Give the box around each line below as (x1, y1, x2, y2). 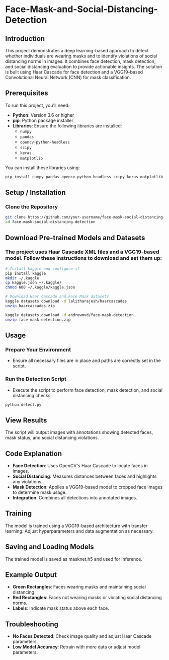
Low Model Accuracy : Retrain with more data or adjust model (12, 644, 141, 650)
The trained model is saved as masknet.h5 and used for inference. (5, 556, 142, 562)
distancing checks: (12, 392, 52, 398)
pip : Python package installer (12, 117, 74, 123)
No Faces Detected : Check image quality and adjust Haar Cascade (12, 633, 152, 639)
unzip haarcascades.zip (5, 303, 55, 308)
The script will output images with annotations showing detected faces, (5, 429, 153, 435)
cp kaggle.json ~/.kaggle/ (5, 280, 62, 285)
